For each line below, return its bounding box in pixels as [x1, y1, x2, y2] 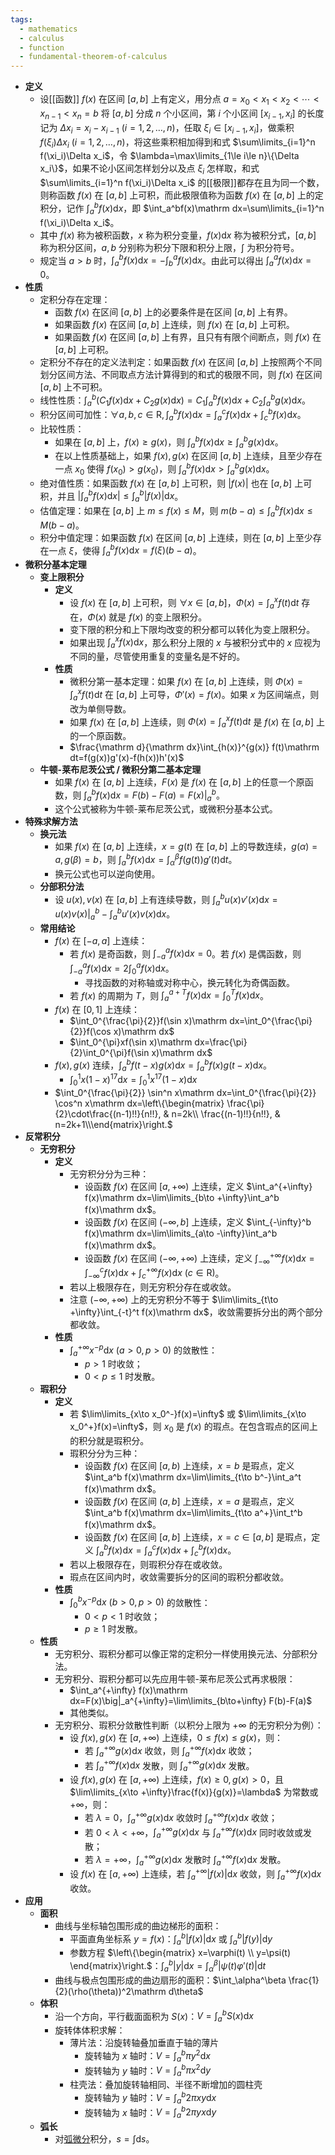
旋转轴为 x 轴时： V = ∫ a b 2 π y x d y [84, 2104, 217, 2121]
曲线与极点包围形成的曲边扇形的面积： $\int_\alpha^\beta [54, 1974, 287, 1986]
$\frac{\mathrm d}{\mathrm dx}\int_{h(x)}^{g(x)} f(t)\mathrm [69, 741, 320, 753]
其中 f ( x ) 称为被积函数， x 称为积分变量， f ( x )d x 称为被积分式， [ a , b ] [39, 229, 317, 241]
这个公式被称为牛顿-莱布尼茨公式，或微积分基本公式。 [54, 803, 278, 815]
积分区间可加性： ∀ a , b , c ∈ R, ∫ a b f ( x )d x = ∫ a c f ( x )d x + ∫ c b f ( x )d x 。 [39, 407, 307, 423]
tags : [10, 14, 33, 25]
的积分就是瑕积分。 [69, 1435, 150, 1447]
